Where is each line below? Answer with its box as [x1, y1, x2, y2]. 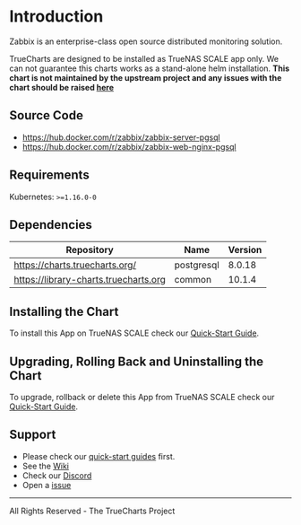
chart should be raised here [9, 82, 115, 92]
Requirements [9, 168, 90, 183]
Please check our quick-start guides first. [21, 451, 176, 461]
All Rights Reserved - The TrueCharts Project [9, 505, 176, 516]
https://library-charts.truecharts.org [13, 274, 166, 286]
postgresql [174, 258, 219, 271]
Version [228, 244, 262, 257]
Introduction [9, 6, 104, 27]
